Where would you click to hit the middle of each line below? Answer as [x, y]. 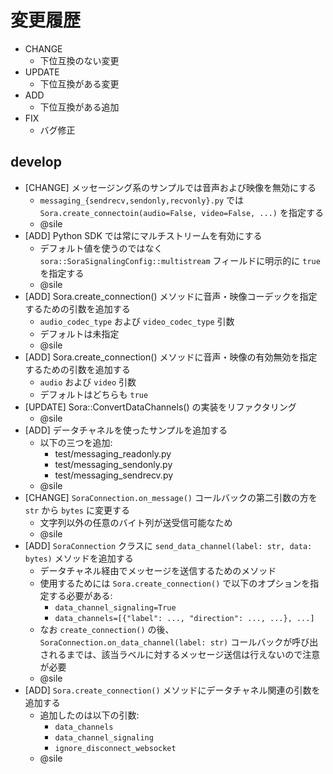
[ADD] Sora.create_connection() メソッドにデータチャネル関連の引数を [172, 690]
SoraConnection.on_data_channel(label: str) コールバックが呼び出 [179, 642]
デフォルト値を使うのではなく [101, 248]
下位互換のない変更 [79, 60]
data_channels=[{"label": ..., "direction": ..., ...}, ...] [184, 618]
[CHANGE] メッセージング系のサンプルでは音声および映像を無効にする [170, 187]
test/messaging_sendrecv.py [114, 475]
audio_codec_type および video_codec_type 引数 [137, 321]
